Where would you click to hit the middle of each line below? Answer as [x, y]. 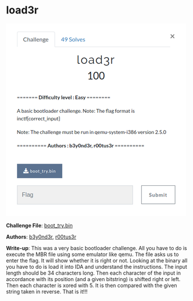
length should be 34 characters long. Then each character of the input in [94, 273]
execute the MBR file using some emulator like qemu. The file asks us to [92, 254]
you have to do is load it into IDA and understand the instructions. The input [97, 267]
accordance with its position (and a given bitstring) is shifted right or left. [93, 279]
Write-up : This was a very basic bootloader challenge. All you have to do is [97, 248]
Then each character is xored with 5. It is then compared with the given [92, 285]
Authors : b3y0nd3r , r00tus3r [41, 237]
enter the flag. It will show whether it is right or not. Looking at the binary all [97, 260]
